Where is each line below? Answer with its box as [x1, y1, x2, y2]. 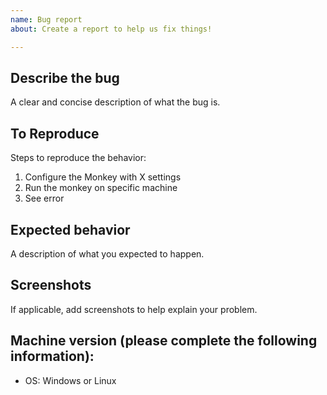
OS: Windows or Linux [24, 374, 117, 386]
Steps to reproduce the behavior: [10, 152, 147, 164]
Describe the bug [10, 69, 120, 86]
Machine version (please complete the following [10, 332, 318, 350]
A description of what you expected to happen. [10, 247, 205, 260]
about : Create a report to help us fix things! [10, 24, 213, 34]
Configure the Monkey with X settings [24, 171, 182, 183]
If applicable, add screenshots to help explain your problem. [10, 303, 258, 315]
